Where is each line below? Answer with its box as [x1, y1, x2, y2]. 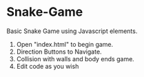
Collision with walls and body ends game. [16, 54, 135, 63]
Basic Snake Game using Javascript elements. [6, 27, 138, 35]
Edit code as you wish [16, 62, 79, 70]
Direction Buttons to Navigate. [16, 47, 102, 56]
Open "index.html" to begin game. [16, 40, 114, 48]
